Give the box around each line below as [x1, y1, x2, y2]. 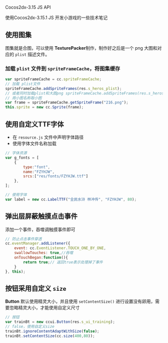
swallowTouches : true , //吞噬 [14, 251, 73, 256]
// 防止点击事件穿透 [5, 236, 42, 242]
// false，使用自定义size [5, 324, 55, 329]
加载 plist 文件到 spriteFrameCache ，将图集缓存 [5, 65, 120, 72]
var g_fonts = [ [5, 155, 39, 160]
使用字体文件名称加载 [12, 141, 56, 147]
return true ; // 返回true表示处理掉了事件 [23, 260, 103, 265]
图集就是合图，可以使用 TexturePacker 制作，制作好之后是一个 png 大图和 [5, 45, 157, 51]
